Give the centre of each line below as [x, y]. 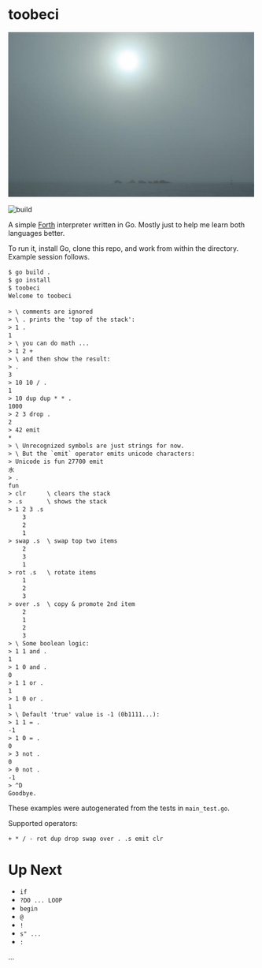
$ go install [30, 280]
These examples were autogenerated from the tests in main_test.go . [119, 808]
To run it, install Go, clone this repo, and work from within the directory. [124, 248]
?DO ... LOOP [41, 901]
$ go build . [30, 272]
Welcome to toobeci [40, 296]
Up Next [35, 870]
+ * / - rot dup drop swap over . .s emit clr [86, 839]
